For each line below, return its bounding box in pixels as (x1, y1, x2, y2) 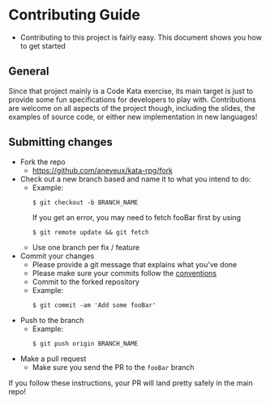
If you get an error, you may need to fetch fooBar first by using (32, 212, 242, 222)
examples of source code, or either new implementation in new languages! (8, 112, 258, 121)
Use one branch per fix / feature (32, 242, 140, 252)
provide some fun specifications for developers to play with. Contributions (8, 95, 257, 104)
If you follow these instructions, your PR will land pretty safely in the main (8, 378, 254, 388)
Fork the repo (19, 156, 66, 167)
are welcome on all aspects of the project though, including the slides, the (8, 103, 255, 113)
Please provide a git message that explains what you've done (32, 259, 238, 269)
